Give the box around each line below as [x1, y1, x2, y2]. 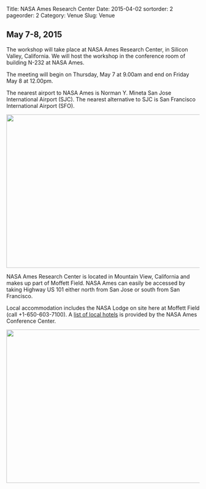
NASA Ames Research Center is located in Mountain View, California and [6, 272, 190, 280]
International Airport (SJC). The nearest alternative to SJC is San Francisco [6, 95, 196, 103]
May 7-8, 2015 [6, 29, 63, 40]
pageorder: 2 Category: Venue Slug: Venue [6, 12, 115, 19]
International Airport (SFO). [6, 102, 75, 109]
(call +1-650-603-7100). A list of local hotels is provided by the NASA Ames [6, 310, 197, 318]
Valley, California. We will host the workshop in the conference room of [6, 52, 186, 60]
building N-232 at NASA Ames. [6, 58, 85, 66]
